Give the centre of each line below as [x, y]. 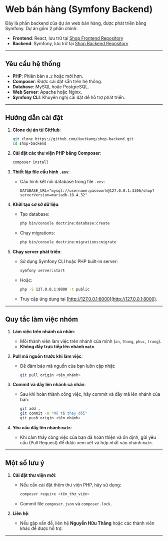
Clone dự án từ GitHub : [36, 130]
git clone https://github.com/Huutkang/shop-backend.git [73, 139]
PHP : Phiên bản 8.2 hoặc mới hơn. [48, 76]
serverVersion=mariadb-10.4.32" [53, 195]
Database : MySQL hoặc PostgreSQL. [50, 87]
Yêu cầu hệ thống [33, 64]
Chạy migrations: [37, 233]
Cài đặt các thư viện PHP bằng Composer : [57, 153]
